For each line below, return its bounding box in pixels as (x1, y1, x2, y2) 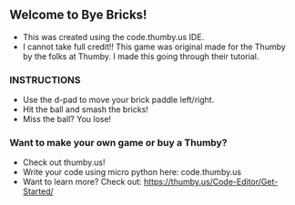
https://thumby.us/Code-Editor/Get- (144, 177, 279, 188)
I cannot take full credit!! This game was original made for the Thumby (22, 41, 287, 52)
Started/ (22, 186, 55, 197)
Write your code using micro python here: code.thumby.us (22, 167, 242, 178)
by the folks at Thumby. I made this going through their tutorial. (22, 50, 259, 62)
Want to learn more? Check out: (22, 177, 143, 188)
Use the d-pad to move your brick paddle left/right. (22, 95, 215, 106)
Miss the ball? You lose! (22, 114, 112, 125)
